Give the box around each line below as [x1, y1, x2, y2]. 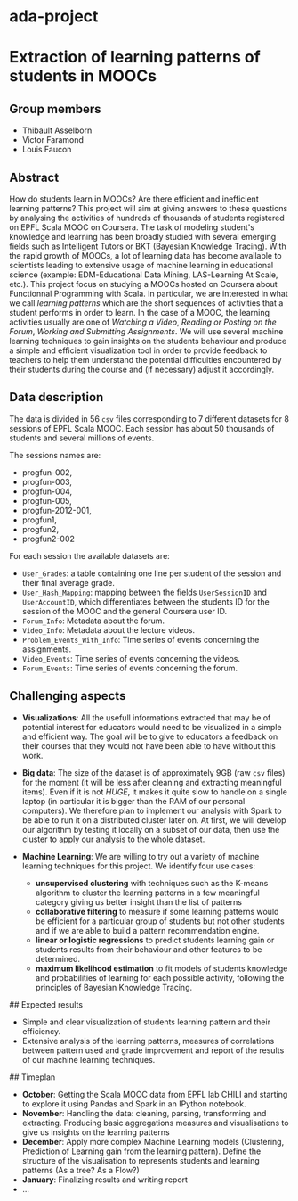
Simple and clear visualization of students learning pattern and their [21, 1016, 271, 1027]
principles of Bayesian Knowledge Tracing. [35, 982, 193, 992]
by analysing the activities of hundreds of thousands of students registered [9, 212, 285, 223]
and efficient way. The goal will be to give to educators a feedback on [21, 731, 278, 742]
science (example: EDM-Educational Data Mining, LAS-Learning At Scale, [9, 269, 278, 280]
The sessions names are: [9, 449, 101, 460]
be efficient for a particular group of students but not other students [35, 916, 285, 926]
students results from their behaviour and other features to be [35, 943, 262, 955]
